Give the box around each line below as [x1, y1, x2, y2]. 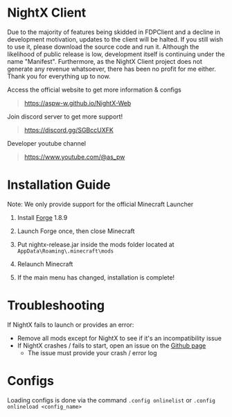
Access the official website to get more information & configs [7, 85, 181, 94]
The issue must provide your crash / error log [27, 348, 157, 357]
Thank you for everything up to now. [7, 71, 111, 80]
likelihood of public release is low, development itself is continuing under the [7, 50, 225, 58]
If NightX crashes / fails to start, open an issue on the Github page [17, 341, 206, 350]
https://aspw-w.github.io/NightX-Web [24, 99, 132, 107]
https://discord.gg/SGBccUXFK [24, 126, 114, 134]
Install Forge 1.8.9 [17, 213, 68, 221]
